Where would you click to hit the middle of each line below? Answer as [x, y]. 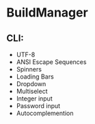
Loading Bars [35, 76]
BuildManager [47, 13]
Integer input [34, 99]
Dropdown [31, 84]
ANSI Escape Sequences [51, 62]
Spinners [29, 69]
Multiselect [32, 91]
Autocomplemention [45, 113]
